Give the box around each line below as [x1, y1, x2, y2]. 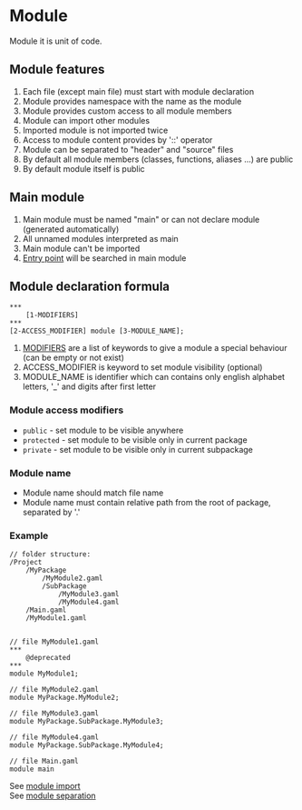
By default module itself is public [22, 163, 145, 174]
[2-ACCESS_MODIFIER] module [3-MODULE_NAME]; [9, 326, 184, 336]
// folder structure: [9, 550, 92, 559]
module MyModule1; [9, 669, 79, 678]
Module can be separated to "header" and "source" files [22, 144, 234, 155]
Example [9, 529, 49, 542]
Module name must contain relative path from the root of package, [22, 496, 271, 507]
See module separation [9, 790, 97, 801]
